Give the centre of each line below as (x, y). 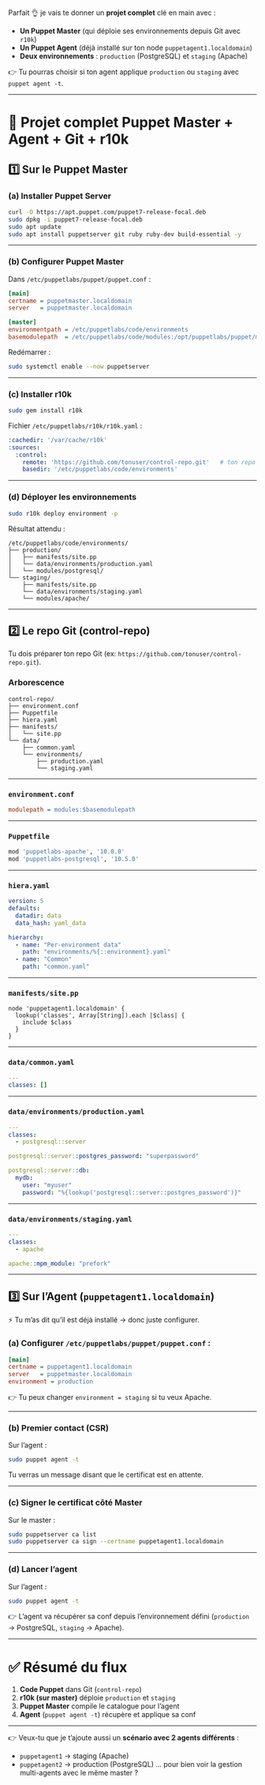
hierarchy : (26, 937)
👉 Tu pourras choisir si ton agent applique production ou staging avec (124, 72)
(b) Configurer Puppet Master (66, 262)
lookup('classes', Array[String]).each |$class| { (100, 1016)
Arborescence (36, 683)
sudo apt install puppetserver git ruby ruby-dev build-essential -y (125, 234)
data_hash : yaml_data (51, 923)
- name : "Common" (44, 959)
